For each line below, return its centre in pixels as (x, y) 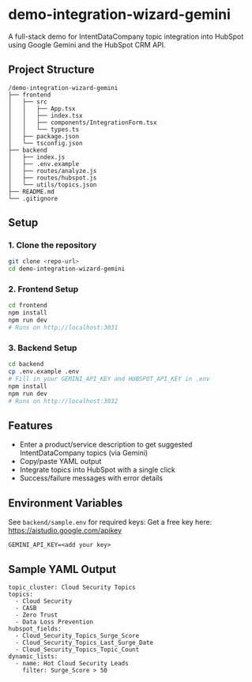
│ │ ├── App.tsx (42, 108)
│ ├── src (28, 102)
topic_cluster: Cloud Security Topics (72, 587)
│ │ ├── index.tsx (45, 115)
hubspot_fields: (35, 629)
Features (30, 426)
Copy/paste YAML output (60, 462)
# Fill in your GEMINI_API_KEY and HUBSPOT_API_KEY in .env (109, 379)
